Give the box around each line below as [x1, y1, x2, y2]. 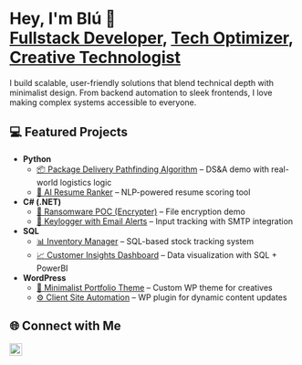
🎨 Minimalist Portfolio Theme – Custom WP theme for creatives [36, 282, 273, 293]
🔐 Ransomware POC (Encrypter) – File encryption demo [36, 206, 246, 217]
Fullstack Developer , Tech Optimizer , [9, 27, 294, 48]
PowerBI [36, 263, 68, 274]
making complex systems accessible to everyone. [9, 96, 197, 108]
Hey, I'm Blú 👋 [9, 8, 117, 29]
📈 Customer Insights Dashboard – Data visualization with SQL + [36, 249, 278, 260]
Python [22, 153, 52, 164]
